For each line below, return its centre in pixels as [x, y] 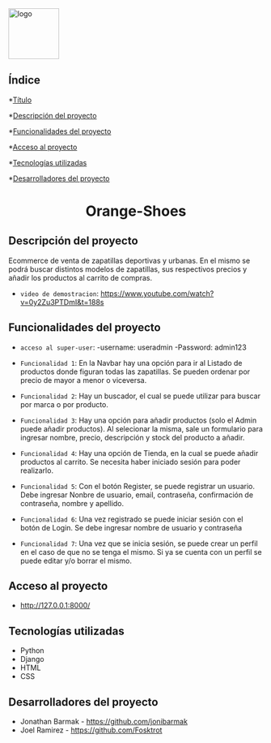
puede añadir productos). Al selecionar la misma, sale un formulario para [141, 428]
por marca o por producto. [64, 404]
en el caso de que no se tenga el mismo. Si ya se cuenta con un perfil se [141, 552]
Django [32, 659]
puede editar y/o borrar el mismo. [76, 560]
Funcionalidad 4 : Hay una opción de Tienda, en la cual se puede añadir [139, 453]
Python [32, 651]
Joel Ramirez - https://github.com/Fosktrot [91, 730]
